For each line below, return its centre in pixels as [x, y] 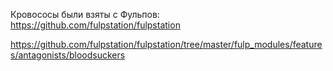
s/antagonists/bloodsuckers [68, 55]
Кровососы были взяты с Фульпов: [85, 14]
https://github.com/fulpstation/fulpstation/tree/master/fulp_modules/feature [166, 44]
